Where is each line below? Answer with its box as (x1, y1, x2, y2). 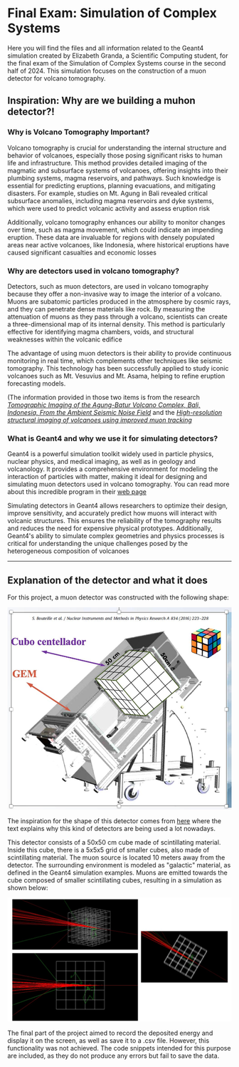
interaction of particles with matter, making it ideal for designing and (7, 473, 208, 481)
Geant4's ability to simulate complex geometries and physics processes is (7, 532, 225, 540)
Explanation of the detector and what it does (7, 574, 208, 586)
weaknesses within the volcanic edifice (7, 335, 122, 344)
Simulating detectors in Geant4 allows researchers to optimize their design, (7, 501, 228, 510)
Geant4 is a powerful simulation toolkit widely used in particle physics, (7, 450, 214, 458)
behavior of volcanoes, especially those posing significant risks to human (7, 151, 223, 160)
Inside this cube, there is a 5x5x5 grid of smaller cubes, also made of (7, 846, 210, 855)
